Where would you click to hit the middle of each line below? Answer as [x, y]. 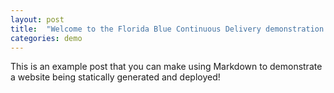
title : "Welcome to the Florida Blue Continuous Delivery [136, 29]
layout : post [37, 19]
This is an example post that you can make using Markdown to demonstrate [166, 67]
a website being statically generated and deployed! [115, 77]
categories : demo [46, 38]
